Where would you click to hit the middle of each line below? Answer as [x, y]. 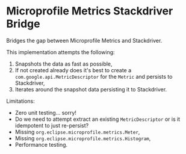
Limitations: [20, 101]
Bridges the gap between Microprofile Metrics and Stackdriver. [84, 40]
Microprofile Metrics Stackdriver [90, 11]
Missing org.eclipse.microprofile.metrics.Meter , [77, 132]
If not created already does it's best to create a [73, 70]
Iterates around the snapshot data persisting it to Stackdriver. [91, 89]
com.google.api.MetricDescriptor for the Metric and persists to [94, 76]
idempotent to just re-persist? [52, 125]
